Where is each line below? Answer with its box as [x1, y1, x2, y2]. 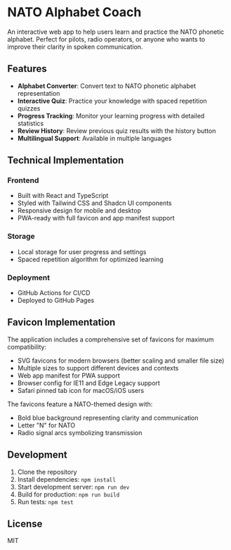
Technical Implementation [7, 154, 124, 166]
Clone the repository [17, 468, 77, 476]
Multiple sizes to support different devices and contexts [17, 363, 179, 372]
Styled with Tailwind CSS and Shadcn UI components [17, 199, 172, 208]
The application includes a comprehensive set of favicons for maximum [7, 335, 214, 344]
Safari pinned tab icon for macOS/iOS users [17, 386, 145, 394]
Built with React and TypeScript [17, 192, 109, 200]
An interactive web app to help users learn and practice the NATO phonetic [7, 27, 225, 36]
